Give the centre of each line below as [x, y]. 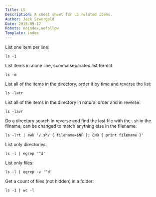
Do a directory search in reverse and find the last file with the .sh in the [78, 121]
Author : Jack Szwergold [30, 19]
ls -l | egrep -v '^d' [29, 172]
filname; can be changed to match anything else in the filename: [71, 126]
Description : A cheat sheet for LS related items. [59, 14]
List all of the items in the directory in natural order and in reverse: [73, 102]
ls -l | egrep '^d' [25, 154]
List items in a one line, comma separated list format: [59, 66]
